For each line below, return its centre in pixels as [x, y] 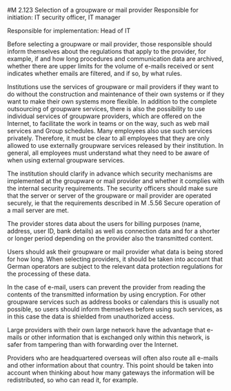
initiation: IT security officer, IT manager [64, 17]
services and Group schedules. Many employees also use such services [110, 131]
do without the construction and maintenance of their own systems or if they [116, 94]
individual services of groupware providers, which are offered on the [104, 116]
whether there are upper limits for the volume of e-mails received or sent [111, 66]
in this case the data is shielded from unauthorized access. [91, 316]
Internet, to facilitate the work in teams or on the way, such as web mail [108, 123]
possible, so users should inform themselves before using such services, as [115, 309]
